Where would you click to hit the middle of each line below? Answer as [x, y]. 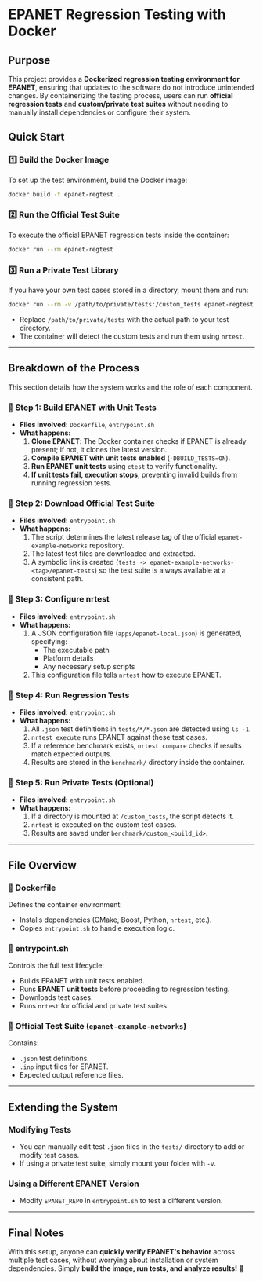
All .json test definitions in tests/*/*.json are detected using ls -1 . [141, 729]
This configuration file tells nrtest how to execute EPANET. [126, 675]
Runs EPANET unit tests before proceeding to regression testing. [124, 989]
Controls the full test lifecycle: [56, 966]
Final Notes [36, 1233]
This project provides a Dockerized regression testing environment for [124, 79]
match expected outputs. [71, 754]
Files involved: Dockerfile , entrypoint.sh [87, 425]
